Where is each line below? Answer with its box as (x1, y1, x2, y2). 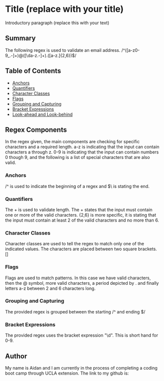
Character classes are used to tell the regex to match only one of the (5, 241, 144, 247)
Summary (5, 34, 36, 42)
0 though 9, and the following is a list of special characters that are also (5, 154, 150, 160)
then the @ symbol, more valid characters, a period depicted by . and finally (5, 280, 159, 286)
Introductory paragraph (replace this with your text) (5, 20, 110, 26)
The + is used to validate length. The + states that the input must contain (5, 206, 153, 213)
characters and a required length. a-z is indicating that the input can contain (5, 144, 160, 150)
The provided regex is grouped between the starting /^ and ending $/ (5, 308, 145, 314)
